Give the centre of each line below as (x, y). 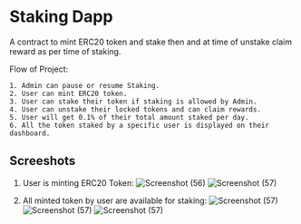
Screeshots (43, 161)
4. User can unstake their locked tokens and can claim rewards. (135, 109)
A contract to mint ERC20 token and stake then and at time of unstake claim (151, 42)
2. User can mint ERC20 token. (68, 93)
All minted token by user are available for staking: (115, 200)
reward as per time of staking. (65, 51)
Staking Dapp (61, 17)
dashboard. (30, 133)
